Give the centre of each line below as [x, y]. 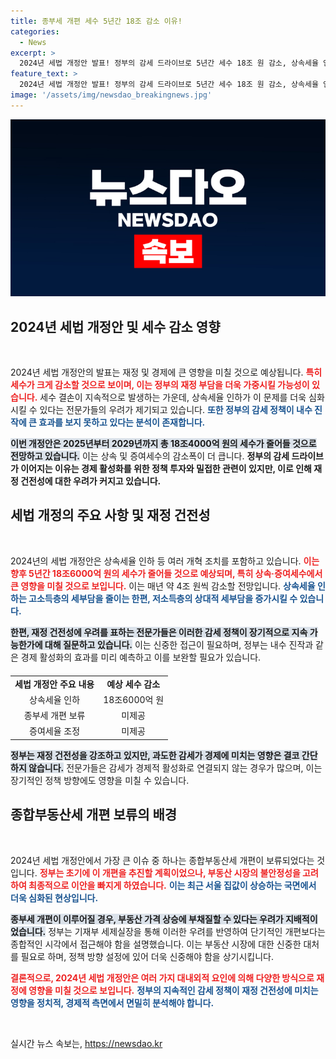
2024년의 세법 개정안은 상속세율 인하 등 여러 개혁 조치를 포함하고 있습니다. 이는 [165, 561]
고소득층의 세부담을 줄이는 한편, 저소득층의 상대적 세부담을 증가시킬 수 [163, 598]
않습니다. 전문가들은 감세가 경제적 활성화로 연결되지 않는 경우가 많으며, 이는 [175, 767]
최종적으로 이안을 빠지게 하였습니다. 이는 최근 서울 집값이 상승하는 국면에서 [172, 885]
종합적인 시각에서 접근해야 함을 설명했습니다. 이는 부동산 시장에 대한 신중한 [156, 944]
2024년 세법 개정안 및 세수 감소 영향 [115, 326]
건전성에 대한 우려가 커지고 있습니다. [91, 481]
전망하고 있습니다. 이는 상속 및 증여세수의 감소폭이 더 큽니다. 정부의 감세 [150, 456]
